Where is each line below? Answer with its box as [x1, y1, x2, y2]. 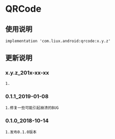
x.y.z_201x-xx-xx [5, 69, 50, 77]
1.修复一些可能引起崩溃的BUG [5, 105, 59, 110]
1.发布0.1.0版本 [5, 130, 37, 135]
